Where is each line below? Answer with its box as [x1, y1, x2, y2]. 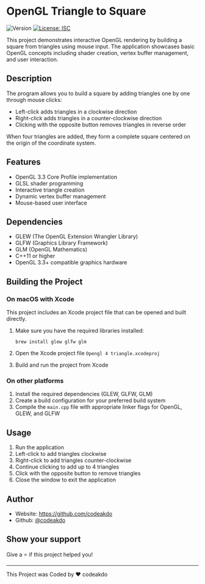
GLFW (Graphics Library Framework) [15, 239, 108, 247]
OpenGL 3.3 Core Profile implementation [15, 173, 118, 181]
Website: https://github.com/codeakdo [15, 510, 113, 517]
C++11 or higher [15, 252, 56, 260]
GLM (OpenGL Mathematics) [15, 246, 87, 253]
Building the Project [6, 276, 83, 287]
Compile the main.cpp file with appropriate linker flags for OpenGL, [15, 403, 182, 411]
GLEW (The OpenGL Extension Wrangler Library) [15, 233, 138, 240]
